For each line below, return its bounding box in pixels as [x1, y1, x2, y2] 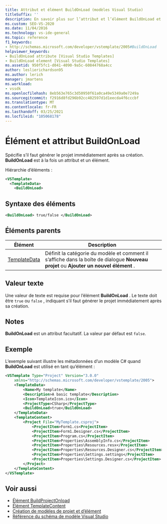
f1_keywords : [5, 40, 32, 45]
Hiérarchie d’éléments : [5, 167, 53, 173]
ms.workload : [5, 81, 32, 86]
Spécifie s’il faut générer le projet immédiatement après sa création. [5, 152, 144, 158]
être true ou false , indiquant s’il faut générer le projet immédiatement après [5, 298, 162, 304]
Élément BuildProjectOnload [12, 498, 70, 504]
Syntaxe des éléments [5, 199, 76, 208]
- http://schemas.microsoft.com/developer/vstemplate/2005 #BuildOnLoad [5, 44, 157, 49]
